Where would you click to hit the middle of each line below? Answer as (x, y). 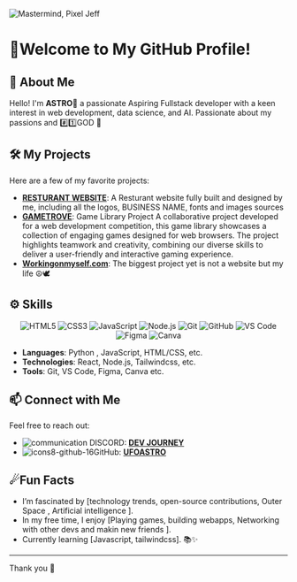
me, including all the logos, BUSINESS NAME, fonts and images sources (153, 207)
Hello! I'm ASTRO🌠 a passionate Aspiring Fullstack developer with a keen (142, 103)
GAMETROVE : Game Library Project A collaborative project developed (150, 216)
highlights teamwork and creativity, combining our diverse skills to (142, 244)
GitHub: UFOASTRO (129, 452)
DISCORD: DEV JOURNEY (137, 443)
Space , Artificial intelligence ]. (78, 511)
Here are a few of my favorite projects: (80, 180)
